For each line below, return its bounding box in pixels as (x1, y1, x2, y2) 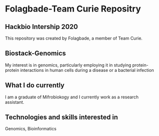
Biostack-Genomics (5, 49, 66, 57)
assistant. (5, 99, 24, 105)
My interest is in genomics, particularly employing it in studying (5, 62, 132, 68)
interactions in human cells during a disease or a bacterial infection (20, 67, 154, 73)
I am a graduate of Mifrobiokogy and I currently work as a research (5, 94, 139, 100)
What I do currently (5, 81, 64, 90)
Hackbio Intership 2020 (5, 23, 79, 31)
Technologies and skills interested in (5, 113, 118, 122)
